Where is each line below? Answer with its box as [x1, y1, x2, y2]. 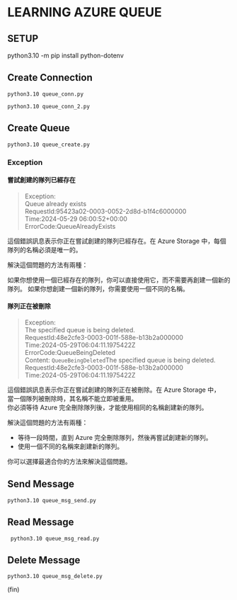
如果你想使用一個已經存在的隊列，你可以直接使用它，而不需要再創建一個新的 [7, 276, 231, 284]
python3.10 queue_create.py [7, 141, 91, 148]
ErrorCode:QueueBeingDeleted [24, 348, 115, 356]
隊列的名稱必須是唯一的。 [7, 245, 82, 254]
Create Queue [7, 122, 70, 135]
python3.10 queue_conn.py [7, 90, 83, 98]
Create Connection [7, 72, 93, 84]
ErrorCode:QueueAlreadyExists [24, 222, 116, 230]
